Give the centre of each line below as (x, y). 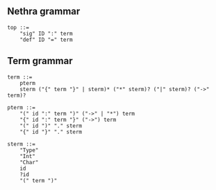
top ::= (18, 27)
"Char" (29, 162)
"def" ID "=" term (46, 40)
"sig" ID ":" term (46, 33)
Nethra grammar (44, 11)
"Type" (29, 150)
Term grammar (40, 61)
